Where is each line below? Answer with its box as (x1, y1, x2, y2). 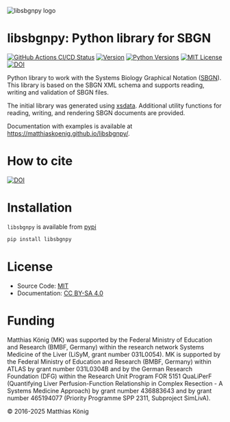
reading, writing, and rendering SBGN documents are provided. (7, 108, 186, 116)
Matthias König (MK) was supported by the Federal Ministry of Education (7, 336, 213, 344)
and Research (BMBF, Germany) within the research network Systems (7, 343, 205, 351)
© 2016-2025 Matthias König (7, 407, 89, 415)
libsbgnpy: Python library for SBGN (7, 31, 212, 46)
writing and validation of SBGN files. (7, 88, 110, 96)
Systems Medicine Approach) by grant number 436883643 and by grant (7, 386, 212, 395)
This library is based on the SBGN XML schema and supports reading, (7, 81, 205, 89)
